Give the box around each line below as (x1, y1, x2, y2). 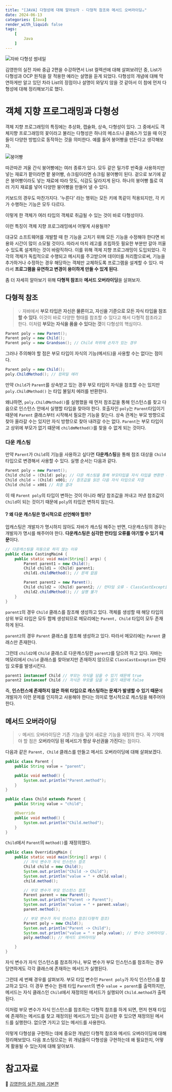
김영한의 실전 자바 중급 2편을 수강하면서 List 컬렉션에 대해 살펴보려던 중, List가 (5, 66, 162, 72)
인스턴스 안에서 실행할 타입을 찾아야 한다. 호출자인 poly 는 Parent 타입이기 (18, 405, 165, 411)
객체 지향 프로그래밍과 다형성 (5, 106, 119, 117)
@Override (14, 811, 36, 816)
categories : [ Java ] (5, 17, 47, 22)
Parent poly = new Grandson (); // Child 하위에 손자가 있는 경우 (5, 341, 137, 346)
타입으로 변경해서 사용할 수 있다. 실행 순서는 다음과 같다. (5, 458, 117, 464)
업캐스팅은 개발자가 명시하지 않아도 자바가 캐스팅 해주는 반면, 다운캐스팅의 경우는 (5, 524, 167, 530)
